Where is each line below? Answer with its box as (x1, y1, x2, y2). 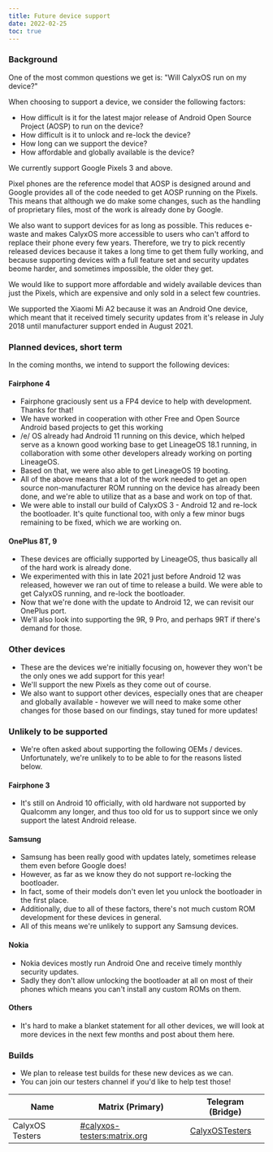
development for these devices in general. (19, 913, 162, 923)
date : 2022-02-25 (8, 20, 67, 28)
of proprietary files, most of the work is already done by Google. (8, 204, 223, 214)
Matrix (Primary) (97, 1102, 164, 1113)
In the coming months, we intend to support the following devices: (8, 360, 230, 369)
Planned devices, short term (8, 341, 123, 352)
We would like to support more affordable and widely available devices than (8, 279, 262, 289)
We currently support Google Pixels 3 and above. (8, 163, 173, 172)
